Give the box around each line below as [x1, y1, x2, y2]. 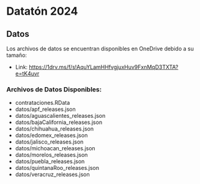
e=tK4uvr [15, 70, 40, 77]
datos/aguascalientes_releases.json [15, 112, 106, 120]
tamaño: [6, 52, 28, 59]
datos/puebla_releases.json [15, 158, 85, 165]
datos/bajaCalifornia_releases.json [15, 118, 103, 126]
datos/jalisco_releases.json [15, 138, 84, 145]
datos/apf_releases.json [15, 105, 76, 113]
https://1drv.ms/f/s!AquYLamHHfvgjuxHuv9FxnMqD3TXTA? [29, 63, 179, 71]
